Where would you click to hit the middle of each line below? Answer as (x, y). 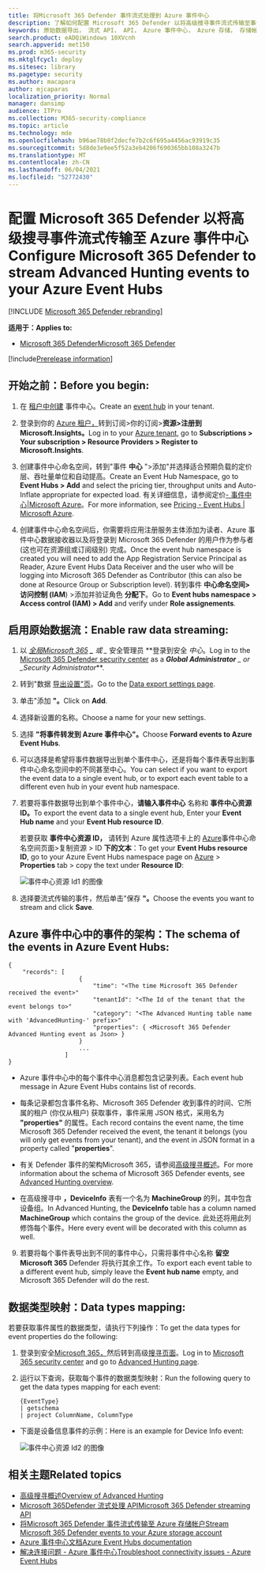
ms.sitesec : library (42, 67)
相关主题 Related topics (65, 1475)
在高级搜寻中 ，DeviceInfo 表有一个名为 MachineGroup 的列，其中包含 (136, 1198)
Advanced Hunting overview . (67, 1182)
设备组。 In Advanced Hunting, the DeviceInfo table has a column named (138, 1208)
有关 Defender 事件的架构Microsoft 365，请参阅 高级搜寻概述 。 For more (136, 1165)
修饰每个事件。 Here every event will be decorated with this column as (133, 1228)
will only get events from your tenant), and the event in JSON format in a (137, 1140)
